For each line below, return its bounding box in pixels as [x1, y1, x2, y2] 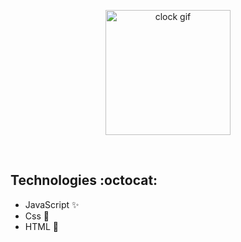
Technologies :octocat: [10, 172, 158, 189]
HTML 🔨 [24, 220, 59, 232]
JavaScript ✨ [24, 198, 80, 210]
